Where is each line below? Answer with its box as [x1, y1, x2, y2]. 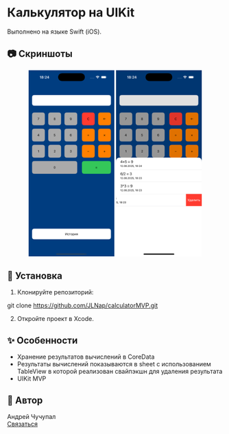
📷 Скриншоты [7, 48, 73, 60]
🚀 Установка [7, 270, 63, 281]
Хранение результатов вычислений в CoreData [16, 353, 155, 361]
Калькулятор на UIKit [7, 5, 135, 21]
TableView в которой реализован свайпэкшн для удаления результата [16, 368, 223, 376]
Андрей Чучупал [7, 412, 56, 420]
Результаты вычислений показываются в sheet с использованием [16, 360, 211, 368]
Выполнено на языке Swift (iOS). [7, 27, 101, 36]
